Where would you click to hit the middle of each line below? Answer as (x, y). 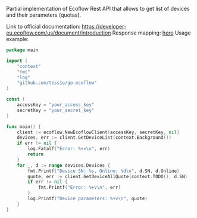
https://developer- (104, 27)
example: (17, 39)
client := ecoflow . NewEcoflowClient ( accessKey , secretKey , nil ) (98, 132)
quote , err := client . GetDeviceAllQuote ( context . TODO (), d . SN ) (107, 176)
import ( (17, 61)
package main (22, 50)
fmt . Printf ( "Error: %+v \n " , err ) (79, 188)
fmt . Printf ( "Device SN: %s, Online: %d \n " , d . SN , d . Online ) (104, 171)
